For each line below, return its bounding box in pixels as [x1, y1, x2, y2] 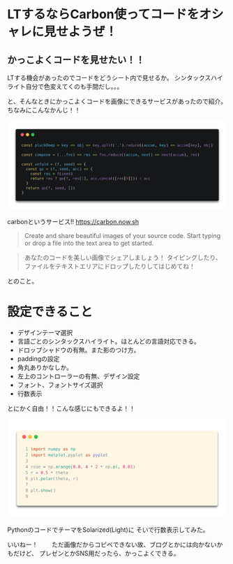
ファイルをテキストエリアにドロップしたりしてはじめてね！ [24, 262, 195, 270]
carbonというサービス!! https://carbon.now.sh [7, 217, 140, 225]
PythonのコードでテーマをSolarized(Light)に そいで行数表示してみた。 [7, 525, 209, 534]
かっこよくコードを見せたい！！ [7, 54, 145, 66]
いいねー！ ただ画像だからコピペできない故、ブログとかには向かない [7, 540, 217, 549]
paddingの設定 [17, 354, 60, 363]
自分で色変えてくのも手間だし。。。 [25, 82, 123, 91]
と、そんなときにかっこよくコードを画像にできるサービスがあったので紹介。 [7, 97, 227, 105]
